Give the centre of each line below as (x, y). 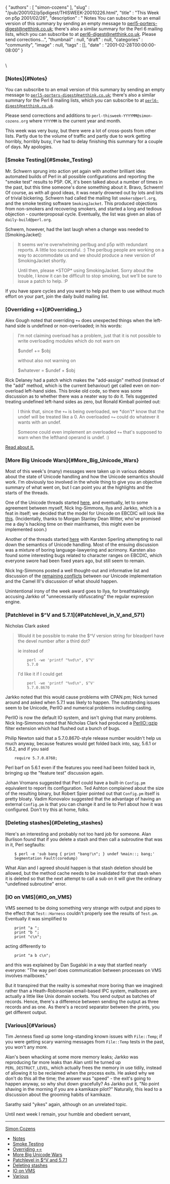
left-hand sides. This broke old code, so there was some (83, 391)
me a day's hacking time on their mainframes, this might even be (73, 524)
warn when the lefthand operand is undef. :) (63, 437)
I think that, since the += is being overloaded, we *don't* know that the (91, 411)
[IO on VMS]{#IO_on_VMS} (39, 897)
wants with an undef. (39, 422)
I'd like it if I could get (40, 674)
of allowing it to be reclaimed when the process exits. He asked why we (80, 1073)
